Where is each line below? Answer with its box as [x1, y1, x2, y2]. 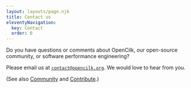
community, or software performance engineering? [6, 53, 130, 60]
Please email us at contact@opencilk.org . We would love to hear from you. [6, 64, 186, 71]
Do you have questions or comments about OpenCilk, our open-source [6, 46, 178, 53]
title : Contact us [6, 14, 51, 20]
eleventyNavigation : [6, 19, 57, 25]
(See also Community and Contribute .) [6, 76, 99, 83]
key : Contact [11, 25, 43, 31]
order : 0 [11, 31, 33, 36]
